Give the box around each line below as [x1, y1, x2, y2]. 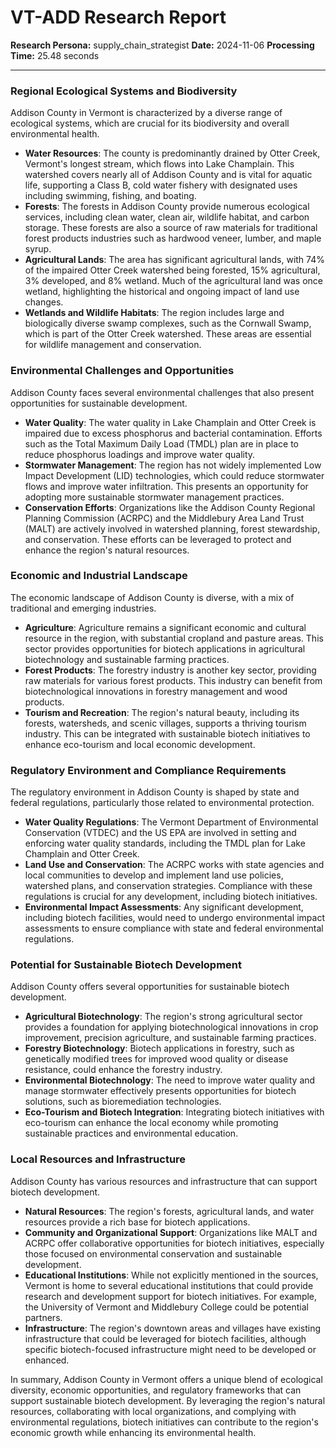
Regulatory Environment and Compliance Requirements [10, 763, 287, 777]
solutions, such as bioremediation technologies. [24, 1096, 222, 1108]
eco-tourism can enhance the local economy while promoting [24, 1117, 279, 1129]
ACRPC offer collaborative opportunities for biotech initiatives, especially [24, 1237, 325, 1249]
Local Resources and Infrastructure [10, 1152, 187, 1166]
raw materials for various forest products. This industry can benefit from [24, 674, 323, 686]
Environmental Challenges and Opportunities [10, 364, 235, 378]
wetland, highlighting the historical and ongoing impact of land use [24, 286, 300, 298]
